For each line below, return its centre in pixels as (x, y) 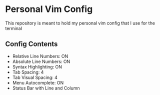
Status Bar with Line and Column (46, 88)
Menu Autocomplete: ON (38, 82)
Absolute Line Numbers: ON (41, 61)
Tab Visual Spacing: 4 (35, 77)
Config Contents (31, 44)
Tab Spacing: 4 (28, 72)
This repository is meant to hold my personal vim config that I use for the (80, 23)
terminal (14, 28)
